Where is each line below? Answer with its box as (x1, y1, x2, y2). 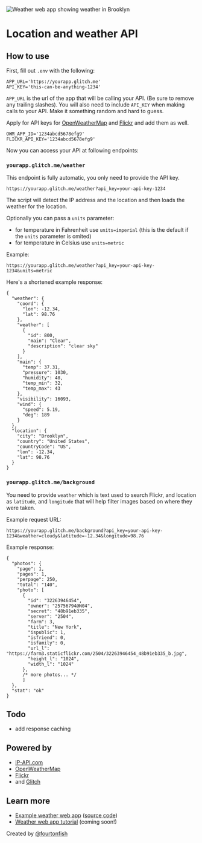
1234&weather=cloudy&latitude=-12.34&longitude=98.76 (6, 533, 145, 539)
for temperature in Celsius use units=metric (14, 239, 125, 246)
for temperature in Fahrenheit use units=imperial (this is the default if (14, 226, 189, 234)
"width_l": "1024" (28, 661, 74, 667)
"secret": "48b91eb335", (28, 608, 90, 614)
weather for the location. (6, 203, 68, 210)
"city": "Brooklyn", (17, 433, 69, 439)
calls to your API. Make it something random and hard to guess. (6, 108, 164, 114)
